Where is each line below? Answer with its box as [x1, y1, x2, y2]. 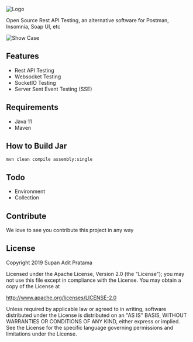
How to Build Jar [6, 141, 67, 151]
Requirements [6, 102, 58, 112]
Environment [14, 188, 46, 195]
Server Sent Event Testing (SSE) [14, 85, 92, 92]
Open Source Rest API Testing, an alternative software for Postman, [6, 17, 170, 23]
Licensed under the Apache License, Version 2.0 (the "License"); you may [6, 270, 185, 277]
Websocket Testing [14, 73, 61, 80]
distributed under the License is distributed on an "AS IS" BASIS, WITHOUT [6, 312, 187, 319]
